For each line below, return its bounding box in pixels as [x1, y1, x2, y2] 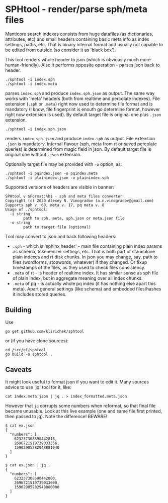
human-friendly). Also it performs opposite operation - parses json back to [5, 62, 160, 68]
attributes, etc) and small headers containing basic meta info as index [5, 36, 149, 42]
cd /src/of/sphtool [5, 347, 46, 352]
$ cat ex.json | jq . [5, 462, 51, 468]
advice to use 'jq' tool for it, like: [5, 384, 71, 390]
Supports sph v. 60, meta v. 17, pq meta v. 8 [5, 203, 105, 208]
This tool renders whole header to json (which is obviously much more [5, 56, 151, 62]
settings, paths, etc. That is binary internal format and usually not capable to [5, 41, 163, 47]
